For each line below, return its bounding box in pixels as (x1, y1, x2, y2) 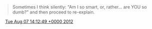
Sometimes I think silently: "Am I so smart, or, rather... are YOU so (12, 4, 147, 10)
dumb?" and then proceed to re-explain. (12, 9, 95, 15)
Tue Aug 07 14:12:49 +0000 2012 (4, 19, 74, 24)
